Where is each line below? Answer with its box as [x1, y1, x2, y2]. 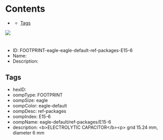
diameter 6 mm [12, 129, 45, 135]
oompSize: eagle [12, 97, 48, 103]
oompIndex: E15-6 [12, 113, 51, 120]
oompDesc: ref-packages [12, 108, 67, 114]
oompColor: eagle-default [12, 102, 67, 108]
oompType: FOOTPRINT [12, 92, 63, 98]
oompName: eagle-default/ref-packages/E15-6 [12, 119, 112, 125]
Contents [5, 3, 46, 15]
